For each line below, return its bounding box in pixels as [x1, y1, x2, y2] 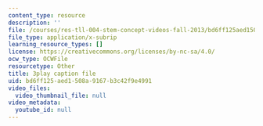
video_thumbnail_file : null [15, 92, 107, 99]
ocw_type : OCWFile [8, 56, 68, 63]
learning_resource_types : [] [8, 41, 103, 49]
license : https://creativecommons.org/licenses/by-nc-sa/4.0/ [8, 48, 215, 56]
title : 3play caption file [8, 70, 96, 77]
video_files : [8, 84, 51, 92]
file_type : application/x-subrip [8, 33, 117, 41]
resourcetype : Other [8, 63, 76, 70]
